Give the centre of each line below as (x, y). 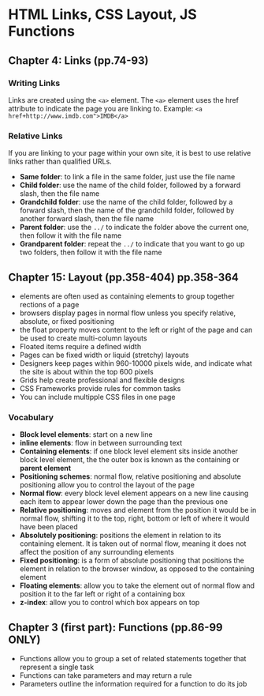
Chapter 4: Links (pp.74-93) (78, 60)
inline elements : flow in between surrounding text (101, 443)
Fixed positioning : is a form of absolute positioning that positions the (132, 561)
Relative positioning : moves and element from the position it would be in (138, 510)
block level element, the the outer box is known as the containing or (130, 460)
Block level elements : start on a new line (86, 435)
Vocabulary (31, 417)
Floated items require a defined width (80, 346)
